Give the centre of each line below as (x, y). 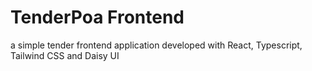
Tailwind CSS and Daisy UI (65, 55)
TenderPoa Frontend (97, 17)
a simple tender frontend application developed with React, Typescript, (156, 45)
